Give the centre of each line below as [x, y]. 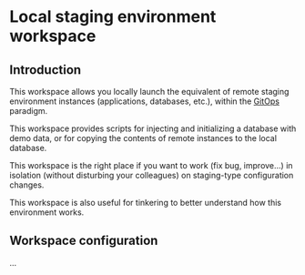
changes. [27, 185]
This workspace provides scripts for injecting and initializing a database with [153, 128]
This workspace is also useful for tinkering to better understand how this [146, 203]
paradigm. [29, 111]
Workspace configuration [84, 241]
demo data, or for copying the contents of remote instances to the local [143, 138]
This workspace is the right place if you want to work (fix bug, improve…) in [151, 165]
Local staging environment [113, 17]
